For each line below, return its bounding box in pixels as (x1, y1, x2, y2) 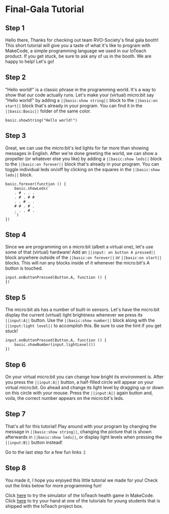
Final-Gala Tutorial (5, 4, 84, 15)
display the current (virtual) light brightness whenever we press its (5, 312, 143, 318)
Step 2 (5, 73, 26, 82)
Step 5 (5, 293, 26, 301)
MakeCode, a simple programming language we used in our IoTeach (5, 48, 147, 54)
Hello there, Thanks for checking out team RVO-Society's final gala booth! (5, 37, 159, 43)
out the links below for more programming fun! (5, 482, 102, 488)
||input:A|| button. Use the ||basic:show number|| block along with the (5, 317, 155, 324)
